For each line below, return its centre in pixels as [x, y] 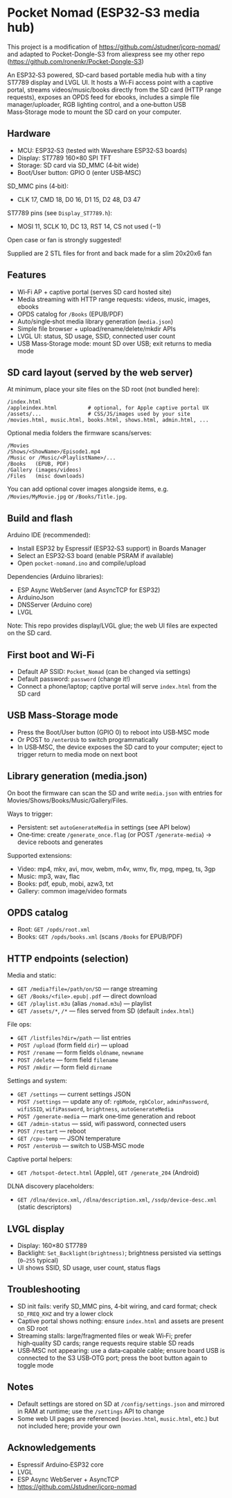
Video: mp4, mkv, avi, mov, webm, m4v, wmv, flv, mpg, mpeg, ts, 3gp [116, 868]
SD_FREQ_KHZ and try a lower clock [65, 1313]
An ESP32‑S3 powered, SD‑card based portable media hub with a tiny [107, 75]
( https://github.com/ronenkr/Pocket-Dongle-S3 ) [75, 61]
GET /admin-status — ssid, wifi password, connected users [101, 1124]
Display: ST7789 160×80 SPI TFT [64, 158]
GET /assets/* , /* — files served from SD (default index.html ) [106, 1011]
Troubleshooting [44, 1289]
